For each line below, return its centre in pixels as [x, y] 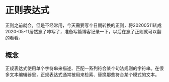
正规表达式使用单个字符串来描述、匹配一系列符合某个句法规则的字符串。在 [82, 68]
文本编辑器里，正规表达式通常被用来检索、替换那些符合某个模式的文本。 [84, 74]
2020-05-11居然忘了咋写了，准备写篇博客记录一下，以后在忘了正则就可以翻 [83, 31]
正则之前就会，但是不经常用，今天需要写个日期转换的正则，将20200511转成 [83, 25]
